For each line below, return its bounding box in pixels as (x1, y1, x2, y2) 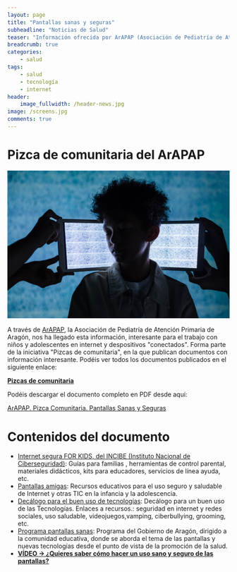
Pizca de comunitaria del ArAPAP (7, 147, 205, 163)
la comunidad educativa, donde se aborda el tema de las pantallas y (17, 535, 216, 543)
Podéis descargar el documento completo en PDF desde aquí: (7, 390, 188, 398)
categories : (7, 49, 42, 56)
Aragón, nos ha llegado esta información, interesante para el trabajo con (7, 333, 218, 341)
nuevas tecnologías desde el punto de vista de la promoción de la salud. (17, 542, 228, 550)
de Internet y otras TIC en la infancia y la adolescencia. (17, 489, 178, 498)
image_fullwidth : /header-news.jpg (20, 101, 125, 108)
